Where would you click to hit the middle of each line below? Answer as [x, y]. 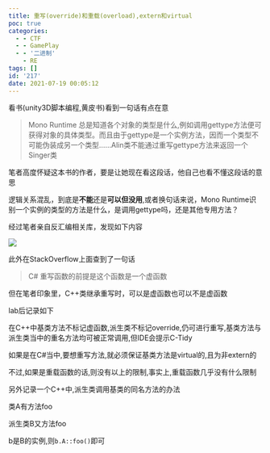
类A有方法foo [31, 406]
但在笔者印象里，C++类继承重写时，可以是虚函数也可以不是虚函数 [118, 293]
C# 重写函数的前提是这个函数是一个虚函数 [98, 276]
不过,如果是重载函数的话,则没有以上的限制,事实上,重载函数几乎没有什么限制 [133, 371]
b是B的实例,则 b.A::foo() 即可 [57, 440]
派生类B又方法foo [37, 423]
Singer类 [43, 155]
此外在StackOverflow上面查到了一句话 [72, 258]
